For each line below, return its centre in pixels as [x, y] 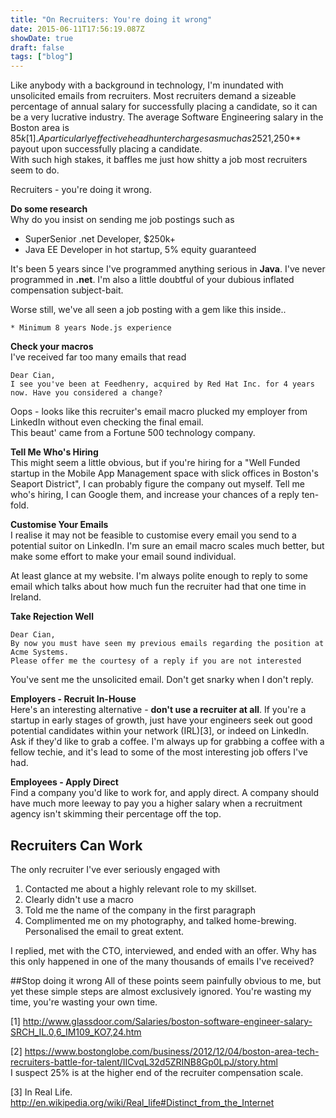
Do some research [49, 209]
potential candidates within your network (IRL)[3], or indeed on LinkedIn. [160, 731]
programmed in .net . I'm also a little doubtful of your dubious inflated [152, 280]
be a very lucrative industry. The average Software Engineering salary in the [167, 117]
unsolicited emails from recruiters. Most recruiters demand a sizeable [153, 96]
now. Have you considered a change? [86, 393]
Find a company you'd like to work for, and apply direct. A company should [164, 793]
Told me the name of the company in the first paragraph [140, 910]
